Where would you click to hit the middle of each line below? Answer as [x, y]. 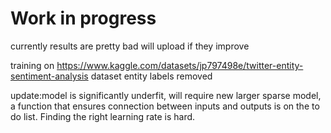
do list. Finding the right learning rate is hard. [103, 116]
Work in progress [83, 18]
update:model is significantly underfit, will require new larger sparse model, [166, 95]
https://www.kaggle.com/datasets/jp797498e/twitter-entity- [180, 65]
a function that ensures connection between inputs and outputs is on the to [165, 106]
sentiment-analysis [49, 76]
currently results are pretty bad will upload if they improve [130, 46]
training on [32, 65]
